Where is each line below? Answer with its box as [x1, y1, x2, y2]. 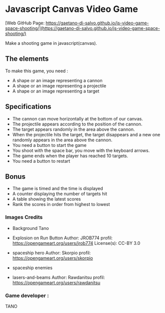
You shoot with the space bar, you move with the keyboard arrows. [12, 147, 150, 153]
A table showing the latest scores [12, 196, 81, 202]
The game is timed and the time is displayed [12, 186, 103, 192]
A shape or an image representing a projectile [12, 83, 106, 89]
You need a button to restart [12, 158, 71, 164]
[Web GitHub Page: [5, 20, 45, 26]
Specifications [5, 103, 51, 111]
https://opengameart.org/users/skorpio [12, 255, 93, 261]
